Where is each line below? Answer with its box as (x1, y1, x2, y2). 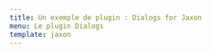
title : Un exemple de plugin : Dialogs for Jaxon (9, 13, 203, 22)
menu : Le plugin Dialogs (9, 22, 104, 31)
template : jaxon (9, 30, 71, 39)
